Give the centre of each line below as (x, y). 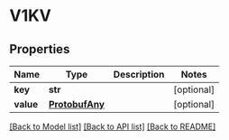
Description (139, 75)
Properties (40, 49)
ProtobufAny (77, 104)
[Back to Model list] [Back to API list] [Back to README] (113, 126)
